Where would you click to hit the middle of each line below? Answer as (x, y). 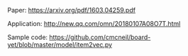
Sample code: (28, 37)
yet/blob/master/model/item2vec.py (60, 44)
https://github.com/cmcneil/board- (100, 37)
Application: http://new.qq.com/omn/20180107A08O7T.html (94, 23)
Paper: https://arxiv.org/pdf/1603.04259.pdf (72, 10)
